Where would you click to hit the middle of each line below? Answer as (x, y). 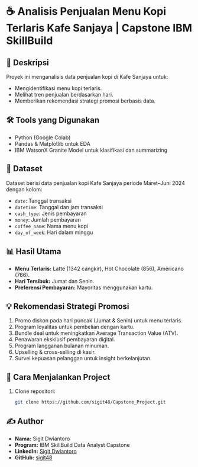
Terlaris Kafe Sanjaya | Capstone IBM (99, 28)
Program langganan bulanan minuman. (62, 346)
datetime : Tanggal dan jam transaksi (59, 207)
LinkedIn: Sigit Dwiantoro (46, 451)
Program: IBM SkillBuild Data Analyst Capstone (72, 444)
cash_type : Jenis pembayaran (51, 213)
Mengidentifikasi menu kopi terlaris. (58, 88)
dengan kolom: (24, 189)
